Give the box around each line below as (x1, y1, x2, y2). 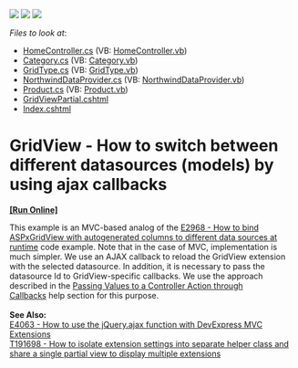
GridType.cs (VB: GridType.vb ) (22, 65, 139, 75)
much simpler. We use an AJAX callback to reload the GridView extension (9, 251, 286, 262)
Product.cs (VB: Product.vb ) (22, 84, 129, 95)
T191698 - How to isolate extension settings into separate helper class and (9, 338, 290, 349)
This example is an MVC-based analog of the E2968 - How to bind (9, 222, 260, 233)
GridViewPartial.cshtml (22, 94, 109, 104)
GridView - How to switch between (9, 135, 279, 156)
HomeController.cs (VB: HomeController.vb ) (22, 46, 188, 56)
